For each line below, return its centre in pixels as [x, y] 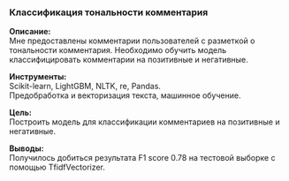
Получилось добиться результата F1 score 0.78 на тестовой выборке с [142, 158]
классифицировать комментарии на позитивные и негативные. [129, 60]
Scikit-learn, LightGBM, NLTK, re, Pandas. [85, 87]
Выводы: [27, 148]
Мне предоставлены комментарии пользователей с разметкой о [132, 41]
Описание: [30, 32]
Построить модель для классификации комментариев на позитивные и [144, 122]
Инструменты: [38, 77]
